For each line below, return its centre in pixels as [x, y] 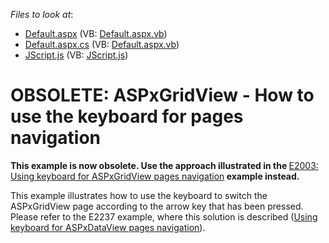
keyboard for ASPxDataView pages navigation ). [108, 227]
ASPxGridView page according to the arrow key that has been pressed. [157, 206]
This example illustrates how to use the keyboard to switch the [139, 195]
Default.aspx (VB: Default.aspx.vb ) [96, 33]
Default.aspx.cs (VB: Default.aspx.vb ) [102, 44]
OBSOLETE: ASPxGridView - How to [162, 95]
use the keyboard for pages [127, 116]
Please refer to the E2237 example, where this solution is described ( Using [164, 216]
